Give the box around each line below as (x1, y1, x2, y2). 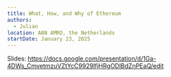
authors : (7, 16, 32, 23)
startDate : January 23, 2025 (7, 36, 91, 43)
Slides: (7, 54, 26, 63)
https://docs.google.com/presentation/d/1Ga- (27, 54, 157, 63)
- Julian (13, 23, 38, 30)
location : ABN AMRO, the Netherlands (7, 29, 115, 36)
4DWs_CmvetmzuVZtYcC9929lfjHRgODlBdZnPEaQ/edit (7, 62, 164, 70)
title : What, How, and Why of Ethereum (7, 10, 122, 17)
